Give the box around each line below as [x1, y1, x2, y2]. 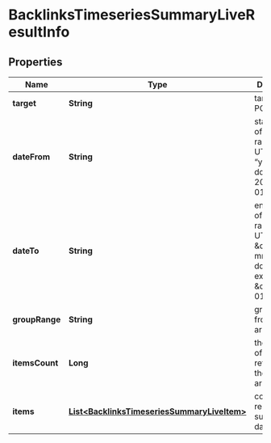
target [12, 98, 36, 108]
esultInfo [8, 23, 70, 41]
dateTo [12, 245, 40, 256]
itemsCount [12, 357, 59, 369]
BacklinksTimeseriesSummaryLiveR [8, 6, 256, 24]
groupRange [12, 314, 61, 325]
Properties [8, 55, 63, 69]
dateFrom [12, 151, 51, 162]
